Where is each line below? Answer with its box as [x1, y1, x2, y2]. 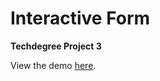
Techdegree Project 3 [10, 40, 102, 52]
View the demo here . [10, 59, 97, 71]
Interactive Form [10, 7, 151, 30]
